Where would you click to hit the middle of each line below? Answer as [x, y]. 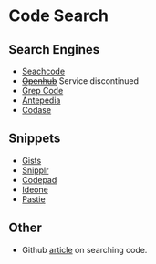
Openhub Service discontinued [80, 81]
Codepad [39, 179]
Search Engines [54, 50]
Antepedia [41, 100]
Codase [36, 110]
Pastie [34, 199]
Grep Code [42, 91]
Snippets [35, 139]
